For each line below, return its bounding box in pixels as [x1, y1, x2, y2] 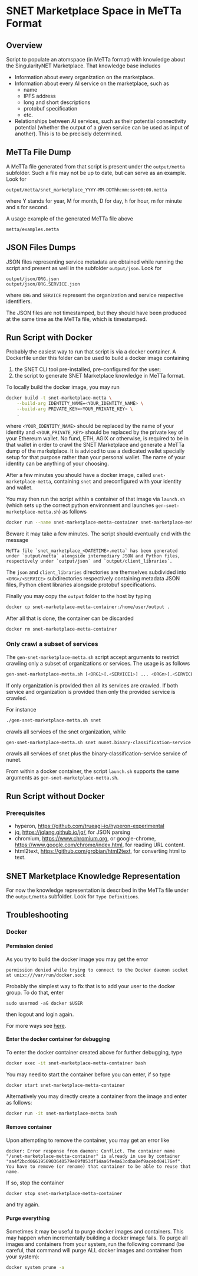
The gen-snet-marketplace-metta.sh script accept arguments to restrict [6, 653, 179, 660]
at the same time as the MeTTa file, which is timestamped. [6, 315, 147, 323]
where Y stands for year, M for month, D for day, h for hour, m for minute [6, 197, 182, 204]
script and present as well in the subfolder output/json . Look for [6, 264, 162, 271]
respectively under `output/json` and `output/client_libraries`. [6, 558, 173, 564]
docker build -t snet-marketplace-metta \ [6, 395, 112, 401]
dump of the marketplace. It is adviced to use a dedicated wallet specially [6, 447, 185, 454]
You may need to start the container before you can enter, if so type [6, 1071, 171, 1078]
